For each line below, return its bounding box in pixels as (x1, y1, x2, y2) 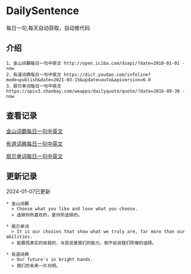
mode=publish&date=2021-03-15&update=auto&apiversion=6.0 (6, 76, 151, 83)
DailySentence (6, 4, 79, 18)
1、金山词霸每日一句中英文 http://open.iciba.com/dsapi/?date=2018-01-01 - (6, 60, 185, 66)
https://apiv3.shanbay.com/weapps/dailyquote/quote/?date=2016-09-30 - (6, 88, 185, 94)
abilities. (6, 234, 33, 240)
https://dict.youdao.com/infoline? (63, 72, 151, 78)
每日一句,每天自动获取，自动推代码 (6, 24, 91, 31)
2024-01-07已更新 (6, 188, 51, 195)
